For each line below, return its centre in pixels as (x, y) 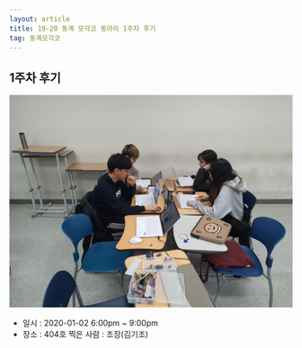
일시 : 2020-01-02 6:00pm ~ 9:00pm (90, 323)
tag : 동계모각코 (35, 38)
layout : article (40, 19)
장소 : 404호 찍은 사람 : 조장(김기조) (85, 335)
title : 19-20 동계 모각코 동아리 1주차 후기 (83, 28)
